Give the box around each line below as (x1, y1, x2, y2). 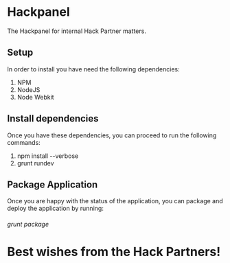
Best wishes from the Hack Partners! (7, 244, 221, 260)
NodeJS (16, 85, 41, 93)
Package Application (7, 179, 98, 190)
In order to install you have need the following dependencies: (7, 65, 180, 73)
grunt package (7, 220, 49, 228)
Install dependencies (7, 113, 99, 124)
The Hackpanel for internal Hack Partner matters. (7, 27, 146, 35)
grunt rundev (16, 159, 54, 167)
